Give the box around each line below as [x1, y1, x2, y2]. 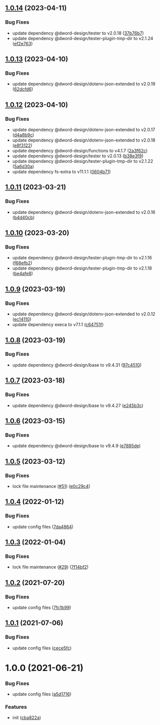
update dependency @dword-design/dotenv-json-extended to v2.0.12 [12, 311, 156, 317]
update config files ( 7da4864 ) [12, 524, 74, 530]
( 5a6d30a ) [12, 163, 34, 170]
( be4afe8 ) [12, 271, 33, 277]
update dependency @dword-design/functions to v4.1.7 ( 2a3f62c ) [12, 148, 148, 154]
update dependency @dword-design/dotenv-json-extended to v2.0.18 [12, 137, 156, 143]
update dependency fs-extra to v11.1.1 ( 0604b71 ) [12, 169, 111, 175]
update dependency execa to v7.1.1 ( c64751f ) [12, 322, 104, 328]
